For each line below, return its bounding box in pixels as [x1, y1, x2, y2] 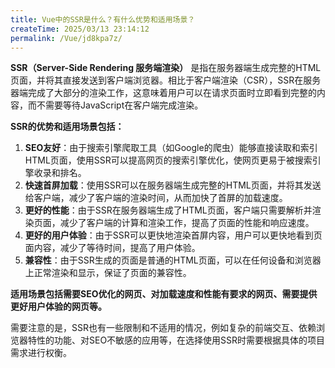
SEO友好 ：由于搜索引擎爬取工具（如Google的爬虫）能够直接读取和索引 [24, 142, 318, 154]
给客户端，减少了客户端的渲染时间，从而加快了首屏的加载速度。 [24, 192, 288, 204]
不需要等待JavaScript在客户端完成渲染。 [36, 99, 204, 111]
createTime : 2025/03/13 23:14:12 [10, 24, 150, 34]
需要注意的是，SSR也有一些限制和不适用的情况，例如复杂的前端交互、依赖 [10, 322, 317, 334]
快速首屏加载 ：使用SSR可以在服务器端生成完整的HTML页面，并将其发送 [24, 179, 322, 191]
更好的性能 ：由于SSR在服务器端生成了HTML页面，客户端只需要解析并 [24, 204, 313, 216]
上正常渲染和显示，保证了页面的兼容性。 [24, 267, 192, 279]
